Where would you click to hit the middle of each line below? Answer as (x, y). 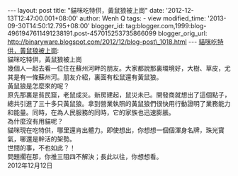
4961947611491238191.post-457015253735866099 (82, 33)
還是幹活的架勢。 (51, 139)
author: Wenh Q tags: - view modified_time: (143, 18)
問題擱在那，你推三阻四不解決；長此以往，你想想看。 (85, 157)
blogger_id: (108, 26)
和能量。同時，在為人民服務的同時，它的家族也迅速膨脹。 (91, 112)
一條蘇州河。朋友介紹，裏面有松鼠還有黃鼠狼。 (94, 77)
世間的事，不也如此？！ (41, 148)
